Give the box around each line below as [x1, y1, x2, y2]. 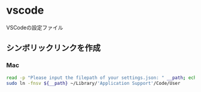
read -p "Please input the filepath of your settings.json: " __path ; [6, 75, 186, 81]
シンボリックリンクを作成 [6, 43, 100, 53]
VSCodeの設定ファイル [6, 24, 63, 31]
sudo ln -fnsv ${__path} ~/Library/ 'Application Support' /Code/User [6, 80, 181, 86]
